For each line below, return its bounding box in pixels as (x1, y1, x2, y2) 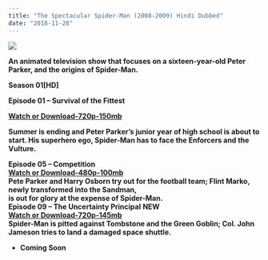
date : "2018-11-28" (8, 19, 74, 27)
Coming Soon (19, 242, 66, 252)
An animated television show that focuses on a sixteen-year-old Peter (8, 56, 246, 66)
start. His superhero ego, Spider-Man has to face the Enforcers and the (8, 135, 250, 145)
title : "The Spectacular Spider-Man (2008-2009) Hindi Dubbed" (8, 11, 224, 20)
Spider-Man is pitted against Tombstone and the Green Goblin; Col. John (8, 218, 254, 228)
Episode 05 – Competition (8, 159, 96, 169)
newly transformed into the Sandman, (8, 185, 138, 194)
